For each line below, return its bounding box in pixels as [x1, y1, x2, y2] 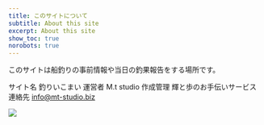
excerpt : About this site [8, 27, 95, 35]
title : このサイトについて [8, 11, 88, 20]
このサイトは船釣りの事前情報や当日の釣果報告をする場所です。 [8, 65, 220, 75]
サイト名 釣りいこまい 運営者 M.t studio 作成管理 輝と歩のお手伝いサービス [8, 82, 257, 92]
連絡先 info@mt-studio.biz [8, 92, 95, 102]
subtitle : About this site [8, 19, 99, 27]
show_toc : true [8, 34, 60, 43]
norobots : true [8, 42, 60, 50]
